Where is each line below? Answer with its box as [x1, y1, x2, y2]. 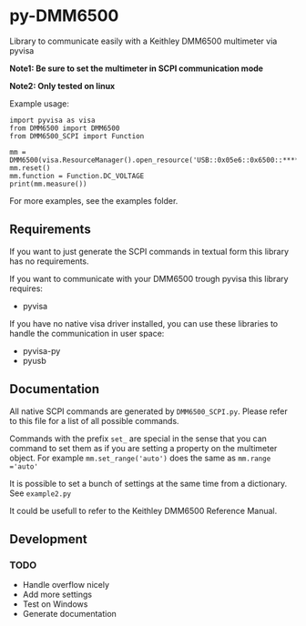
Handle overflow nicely [22, 580, 110, 591]
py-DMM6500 [9, 5, 119, 26]
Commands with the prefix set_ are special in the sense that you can [9, 433, 267, 444]
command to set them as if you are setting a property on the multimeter [9, 442, 278, 453]
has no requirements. [9, 256, 89, 267]
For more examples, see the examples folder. [9, 195, 178, 206]
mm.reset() [9, 163, 51, 173]
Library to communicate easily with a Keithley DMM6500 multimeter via [9, 35, 278, 46]
